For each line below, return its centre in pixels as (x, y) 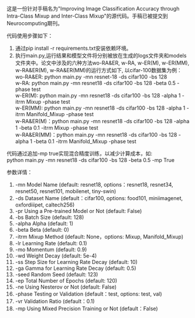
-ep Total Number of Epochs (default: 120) (66, 281)
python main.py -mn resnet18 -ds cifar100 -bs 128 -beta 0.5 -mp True (91, 160)
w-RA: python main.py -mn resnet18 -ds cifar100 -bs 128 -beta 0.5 (95, 83)
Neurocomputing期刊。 (35, 23)
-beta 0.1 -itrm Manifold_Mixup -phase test (85, 141)
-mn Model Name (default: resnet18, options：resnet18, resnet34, (94, 185)
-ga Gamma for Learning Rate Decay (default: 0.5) (76, 268)
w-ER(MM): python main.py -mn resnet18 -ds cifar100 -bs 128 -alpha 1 (100, 108)
